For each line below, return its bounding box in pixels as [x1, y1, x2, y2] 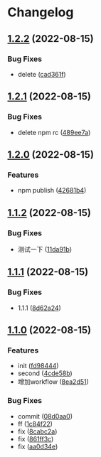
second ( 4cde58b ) [17, 369, 73, 377]
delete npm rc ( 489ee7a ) [17, 128, 91, 136]
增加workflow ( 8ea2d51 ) [17, 377, 89, 386]
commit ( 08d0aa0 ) [17, 412, 73, 420]
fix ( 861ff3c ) [17, 434, 54, 443]
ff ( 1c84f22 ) [17, 419, 53, 428]
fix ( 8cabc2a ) [17, 427, 58, 436]
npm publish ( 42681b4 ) [17, 186, 87, 195]
